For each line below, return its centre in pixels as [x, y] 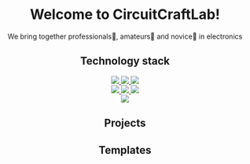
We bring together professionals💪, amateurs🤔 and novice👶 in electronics [125, 36]
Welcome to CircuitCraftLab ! [125, 15]
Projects [125, 123]
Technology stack [125, 61]
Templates [125, 150]
